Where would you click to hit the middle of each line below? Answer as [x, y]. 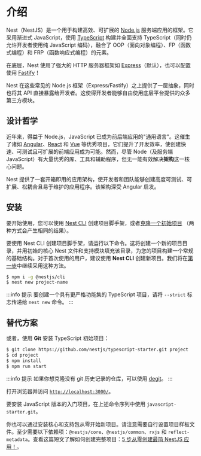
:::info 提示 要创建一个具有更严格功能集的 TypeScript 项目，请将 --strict [96, 294]
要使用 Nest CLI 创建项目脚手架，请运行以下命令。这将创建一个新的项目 [94, 243]
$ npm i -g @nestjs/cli [36, 277]
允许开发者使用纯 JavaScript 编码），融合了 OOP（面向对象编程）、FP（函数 [99, 45]
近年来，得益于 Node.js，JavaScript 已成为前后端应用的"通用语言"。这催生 [98, 136]
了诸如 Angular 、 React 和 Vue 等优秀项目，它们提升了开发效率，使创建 [94, 144]
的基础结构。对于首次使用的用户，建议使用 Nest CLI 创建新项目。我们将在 [97, 258]
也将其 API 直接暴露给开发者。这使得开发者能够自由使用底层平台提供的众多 [98, 93]
